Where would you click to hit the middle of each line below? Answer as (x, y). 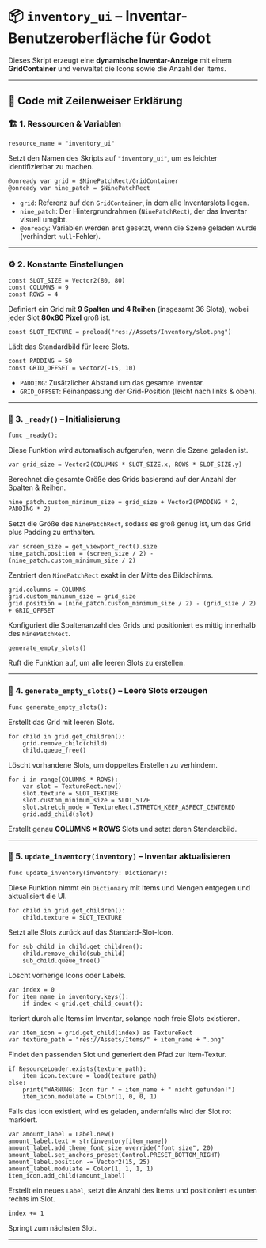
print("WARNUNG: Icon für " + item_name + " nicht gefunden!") (129, 1090)
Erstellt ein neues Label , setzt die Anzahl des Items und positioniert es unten (133, 1190)
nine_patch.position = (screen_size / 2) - (81, 554)
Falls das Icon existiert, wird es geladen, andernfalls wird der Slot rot (120, 1111)
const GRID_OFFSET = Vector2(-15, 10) (72, 368)
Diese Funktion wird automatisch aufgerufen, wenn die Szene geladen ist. (128, 450)
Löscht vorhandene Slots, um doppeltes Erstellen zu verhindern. (113, 764)
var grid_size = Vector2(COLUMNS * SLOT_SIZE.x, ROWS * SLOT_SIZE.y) (125, 465)
